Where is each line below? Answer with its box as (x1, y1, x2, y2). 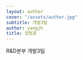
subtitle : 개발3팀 (6, 19, 48, 25)
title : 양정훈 (6, 31, 37, 36)
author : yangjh (6, 25, 44, 31)
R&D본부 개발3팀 (6, 48, 45, 55)
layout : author (6, 8, 44, 15)
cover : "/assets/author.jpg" (6, 14, 78, 20)
